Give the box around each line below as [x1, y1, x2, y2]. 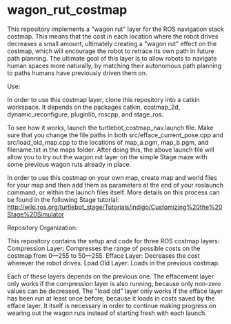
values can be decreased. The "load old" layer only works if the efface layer [7, 287, 223, 295]
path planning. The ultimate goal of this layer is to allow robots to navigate [7, 54, 217, 62]
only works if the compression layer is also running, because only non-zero [7, 279, 221, 287]
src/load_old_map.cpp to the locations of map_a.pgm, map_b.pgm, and [7, 138, 209, 146]
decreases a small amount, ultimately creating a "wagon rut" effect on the [7, 39, 217, 48]
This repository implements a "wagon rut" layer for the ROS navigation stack [7, 25, 224, 33]
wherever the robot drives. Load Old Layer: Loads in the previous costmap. [7, 259, 220, 267]
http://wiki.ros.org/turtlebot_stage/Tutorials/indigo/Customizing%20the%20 [7, 203, 223, 211]
